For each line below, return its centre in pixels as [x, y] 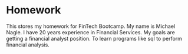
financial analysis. [28, 45]
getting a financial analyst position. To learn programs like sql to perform [94, 38]
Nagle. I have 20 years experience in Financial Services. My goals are [90, 32]
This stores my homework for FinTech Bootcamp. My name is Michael [91, 26]
